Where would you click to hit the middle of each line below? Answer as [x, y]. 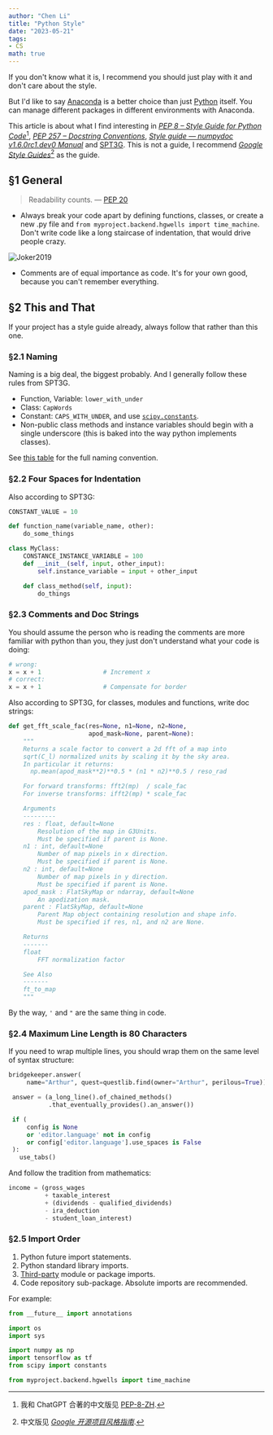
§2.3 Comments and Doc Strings [74, 614]
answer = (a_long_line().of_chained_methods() [92, 1097]
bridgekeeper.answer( [45, 1075]
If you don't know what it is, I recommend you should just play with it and [130, 77]
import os [25, 1328]
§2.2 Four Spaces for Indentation [75, 479]
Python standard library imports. [74, 1265]
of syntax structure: [41, 1060]
